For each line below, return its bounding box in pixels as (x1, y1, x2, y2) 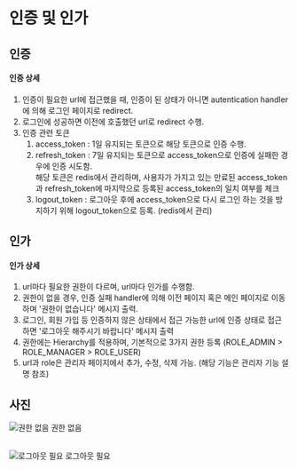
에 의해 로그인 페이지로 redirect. (21, 105, 134, 115)
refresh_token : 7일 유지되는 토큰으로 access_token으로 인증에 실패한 (35, 149, 279, 160)
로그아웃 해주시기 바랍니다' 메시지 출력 (41, 326, 175, 337)
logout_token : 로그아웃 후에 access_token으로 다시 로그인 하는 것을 (35, 194, 274, 204)
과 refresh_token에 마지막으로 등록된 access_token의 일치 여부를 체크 (35, 183, 280, 194)
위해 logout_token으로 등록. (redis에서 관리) (59, 205, 213, 216)
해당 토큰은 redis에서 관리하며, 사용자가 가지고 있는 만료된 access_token (35, 171, 288, 182)
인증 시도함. (51, 161, 93, 171)
